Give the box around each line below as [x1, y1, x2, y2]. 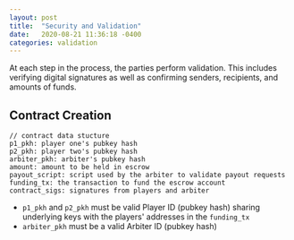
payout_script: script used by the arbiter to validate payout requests [9, 171, 286, 180]
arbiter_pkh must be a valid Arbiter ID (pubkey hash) [21, 221, 217, 232]
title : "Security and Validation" [9, 21, 142, 30]
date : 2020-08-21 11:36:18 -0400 [9, 30, 142, 39]
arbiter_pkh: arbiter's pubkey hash [9, 155, 146, 164]
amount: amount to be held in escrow [9, 163, 150, 172]
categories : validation [9, 38, 98, 47]
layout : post [9, 13, 58, 22]
